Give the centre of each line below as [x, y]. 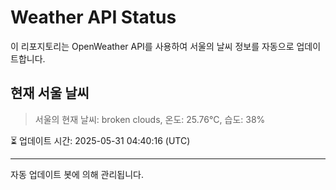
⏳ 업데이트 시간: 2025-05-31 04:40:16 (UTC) [100, 140]
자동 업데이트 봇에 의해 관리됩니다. [77, 174]
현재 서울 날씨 [50, 93]
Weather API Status [93, 17]
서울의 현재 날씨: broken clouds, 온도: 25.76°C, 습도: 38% [150, 119]
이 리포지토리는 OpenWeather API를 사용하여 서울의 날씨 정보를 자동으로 [152, 46]
